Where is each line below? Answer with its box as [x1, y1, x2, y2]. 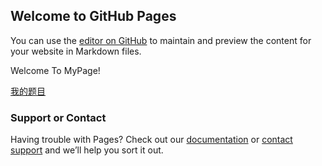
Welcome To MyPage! [10, 64, 101, 76]
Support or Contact [10, 110, 107, 124]
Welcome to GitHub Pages [10, 8, 177, 25]
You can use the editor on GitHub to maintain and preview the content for [10, 34, 312, 46]
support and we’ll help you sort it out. [10, 144, 164, 156]
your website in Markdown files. [10, 45, 142, 57]
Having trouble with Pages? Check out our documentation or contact [10, 134, 293, 146]
